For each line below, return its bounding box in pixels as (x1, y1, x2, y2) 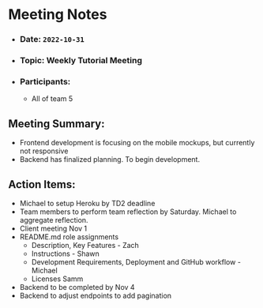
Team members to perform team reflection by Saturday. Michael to (19, 207, 237, 216)
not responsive (19, 146, 69, 156)
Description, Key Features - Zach (31, 240, 140, 250)
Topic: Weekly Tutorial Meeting (19, 55, 143, 66)
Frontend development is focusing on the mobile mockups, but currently (19, 138, 255, 148)
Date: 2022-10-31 (19, 34, 85, 45)
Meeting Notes (8, 6, 107, 24)
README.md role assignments (19, 231, 119, 242)
